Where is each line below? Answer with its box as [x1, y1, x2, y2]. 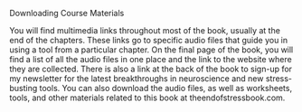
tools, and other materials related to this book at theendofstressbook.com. [9, 92, 286, 103]
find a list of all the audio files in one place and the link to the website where [9, 54, 292, 64]
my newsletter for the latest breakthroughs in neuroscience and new [9, 73, 264, 84]
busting [9, 83, 38, 93]
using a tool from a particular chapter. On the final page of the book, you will [9, 44, 294, 55]
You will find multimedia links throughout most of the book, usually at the [9, 25, 280, 35]
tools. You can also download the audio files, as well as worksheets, [39, 83, 292, 93]
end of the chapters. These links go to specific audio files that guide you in [9, 35, 288, 45]
